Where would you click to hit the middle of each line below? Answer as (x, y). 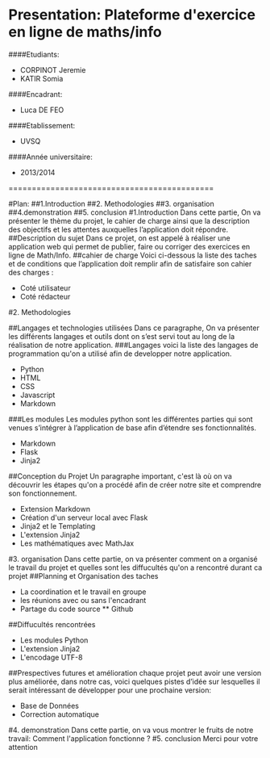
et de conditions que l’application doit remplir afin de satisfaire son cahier (130, 263)
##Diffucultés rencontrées (52, 624)
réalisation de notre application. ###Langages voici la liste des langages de (133, 345)
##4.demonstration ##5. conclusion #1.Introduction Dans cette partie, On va (135, 212)
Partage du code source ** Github (77, 609)
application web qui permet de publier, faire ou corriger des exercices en (129, 246)
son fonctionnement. (43, 493)
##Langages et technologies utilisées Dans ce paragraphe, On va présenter (134, 328)
